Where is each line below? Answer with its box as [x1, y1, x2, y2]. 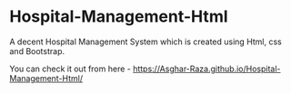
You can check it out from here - [9, 63, 132, 74]
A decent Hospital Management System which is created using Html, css [9, 36, 282, 47]
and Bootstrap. [9, 45, 65, 56]
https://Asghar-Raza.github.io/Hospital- [133, 63, 281, 74]
